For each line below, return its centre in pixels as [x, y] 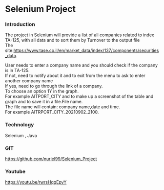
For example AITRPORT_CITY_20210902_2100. [52, 112]
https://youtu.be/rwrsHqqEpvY [36, 182]
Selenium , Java [21, 135]
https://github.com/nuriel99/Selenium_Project [51, 159]
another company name [29, 81]
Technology [20, 125]
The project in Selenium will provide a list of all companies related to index [80, 35]
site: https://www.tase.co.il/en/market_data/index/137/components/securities [82, 50]
